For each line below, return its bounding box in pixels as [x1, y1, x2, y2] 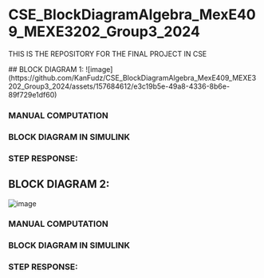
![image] [85, 64, 113, 73]
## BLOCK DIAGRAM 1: [8, 64, 85, 73]
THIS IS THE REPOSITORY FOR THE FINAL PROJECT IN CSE [8, 49, 207, 58]
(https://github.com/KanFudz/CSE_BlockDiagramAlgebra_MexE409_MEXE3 [8, 73, 257, 82]
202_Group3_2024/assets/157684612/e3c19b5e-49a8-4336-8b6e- [8, 81, 230, 91]
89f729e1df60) [8, 89, 57, 99]
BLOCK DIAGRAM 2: [8, 177, 110, 191]
